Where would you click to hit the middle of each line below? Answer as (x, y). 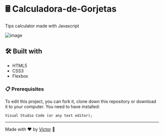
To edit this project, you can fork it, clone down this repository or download (81, 102)
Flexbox (20, 76)
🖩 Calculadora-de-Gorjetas (61, 9)
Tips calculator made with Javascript (42, 26)
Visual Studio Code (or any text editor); (49, 116)
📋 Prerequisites (24, 89)
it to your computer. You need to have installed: (52, 107)
